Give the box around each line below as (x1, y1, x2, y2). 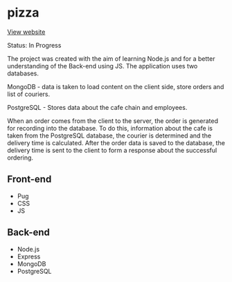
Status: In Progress (7, 41, 62, 49)
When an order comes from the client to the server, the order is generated (7, 116, 218, 125)
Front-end (7, 173, 52, 185)
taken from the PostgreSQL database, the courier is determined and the (7, 131, 212, 140)
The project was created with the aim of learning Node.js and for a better (7, 54, 215, 63)
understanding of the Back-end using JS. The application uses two (7, 62, 198, 70)
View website (7, 28, 46, 36)
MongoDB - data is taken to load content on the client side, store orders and (7, 82, 224, 91)
